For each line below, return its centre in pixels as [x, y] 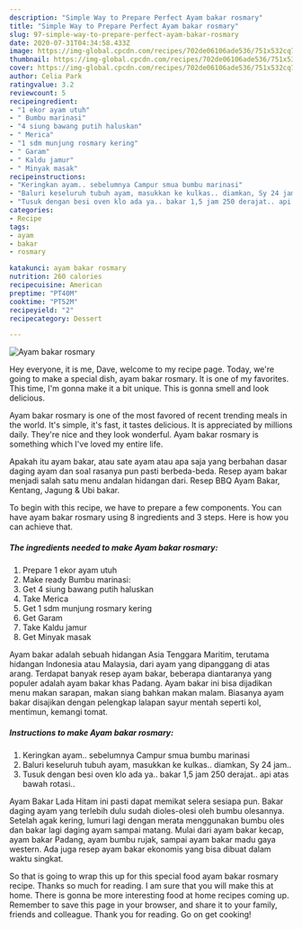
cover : [22, 68]
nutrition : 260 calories [56, 277]
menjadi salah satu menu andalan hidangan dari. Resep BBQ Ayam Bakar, [145, 481]
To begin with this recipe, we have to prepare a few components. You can [146, 508]
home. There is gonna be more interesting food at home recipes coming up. [149, 896]
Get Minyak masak [57, 637]
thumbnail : [30, 59]
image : [22, 51]
